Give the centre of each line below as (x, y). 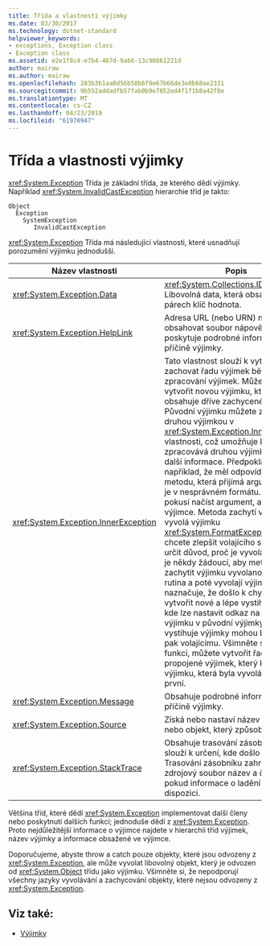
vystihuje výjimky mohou (211, 633)
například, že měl (196, 471)
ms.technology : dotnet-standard (62, 31)
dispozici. (182, 793)
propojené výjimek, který (211, 663)
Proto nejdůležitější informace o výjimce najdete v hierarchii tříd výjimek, (128, 830)
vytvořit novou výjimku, (209, 391)
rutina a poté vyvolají (203, 583)
